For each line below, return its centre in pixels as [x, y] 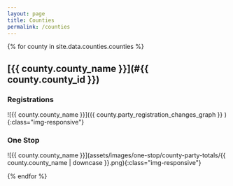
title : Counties [31, 20]
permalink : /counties [39, 27]
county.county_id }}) [54, 79]
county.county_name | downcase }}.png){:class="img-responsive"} [104, 163]
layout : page [26, 14]
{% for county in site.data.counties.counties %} [76, 47]
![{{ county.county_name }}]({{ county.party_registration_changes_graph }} [115, 115]
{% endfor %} [27, 176]
